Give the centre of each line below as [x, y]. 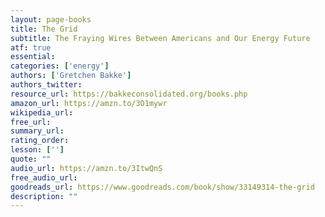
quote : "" [31, 159]
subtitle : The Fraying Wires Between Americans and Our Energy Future [160, 38]
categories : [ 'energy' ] [60, 66]
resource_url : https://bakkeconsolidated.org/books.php [129, 94]
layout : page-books [51, 19]
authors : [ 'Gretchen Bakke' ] [71, 76]
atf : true [31, 47]
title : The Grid [44, 29]
